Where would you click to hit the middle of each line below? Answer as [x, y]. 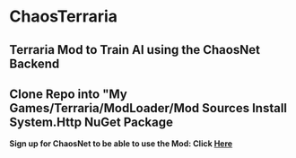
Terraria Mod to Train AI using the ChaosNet [135, 50]
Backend [35, 63]
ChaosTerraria [64, 17]
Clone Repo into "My [68, 94]
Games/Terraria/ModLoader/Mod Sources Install [148, 108]
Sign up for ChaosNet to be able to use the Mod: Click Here [121, 144]
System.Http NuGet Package [91, 122]
